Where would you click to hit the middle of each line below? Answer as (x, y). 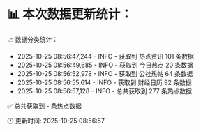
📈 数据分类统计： (32, 39)
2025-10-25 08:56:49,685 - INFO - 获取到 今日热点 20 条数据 (105, 65)
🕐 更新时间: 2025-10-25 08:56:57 (56, 121)
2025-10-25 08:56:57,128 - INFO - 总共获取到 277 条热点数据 (104, 91)
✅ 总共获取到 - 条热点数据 (45, 106)
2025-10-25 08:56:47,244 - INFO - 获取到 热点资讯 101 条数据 (105, 56)
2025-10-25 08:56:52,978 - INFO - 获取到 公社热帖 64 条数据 (105, 73)
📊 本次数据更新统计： (70, 14)
